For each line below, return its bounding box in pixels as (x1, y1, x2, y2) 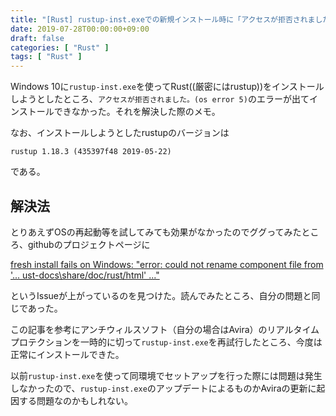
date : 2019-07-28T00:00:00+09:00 (10, 24, 150, 34)
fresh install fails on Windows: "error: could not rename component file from (10, 258, 324, 270)
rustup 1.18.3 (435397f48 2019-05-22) (10, 147, 172, 157)
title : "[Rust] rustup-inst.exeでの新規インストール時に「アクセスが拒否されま (10, 14, 316, 25)
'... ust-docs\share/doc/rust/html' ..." (10, 269, 160, 281)
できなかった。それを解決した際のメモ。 (53, 106, 221, 118)
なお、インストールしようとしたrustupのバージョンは (10, 127, 230, 139)
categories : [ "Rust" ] (10, 42, 110, 53)
